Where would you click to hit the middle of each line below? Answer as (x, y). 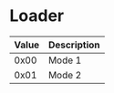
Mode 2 (65, 75)
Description (74, 45)
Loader (37, 16)
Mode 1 (65, 60)
